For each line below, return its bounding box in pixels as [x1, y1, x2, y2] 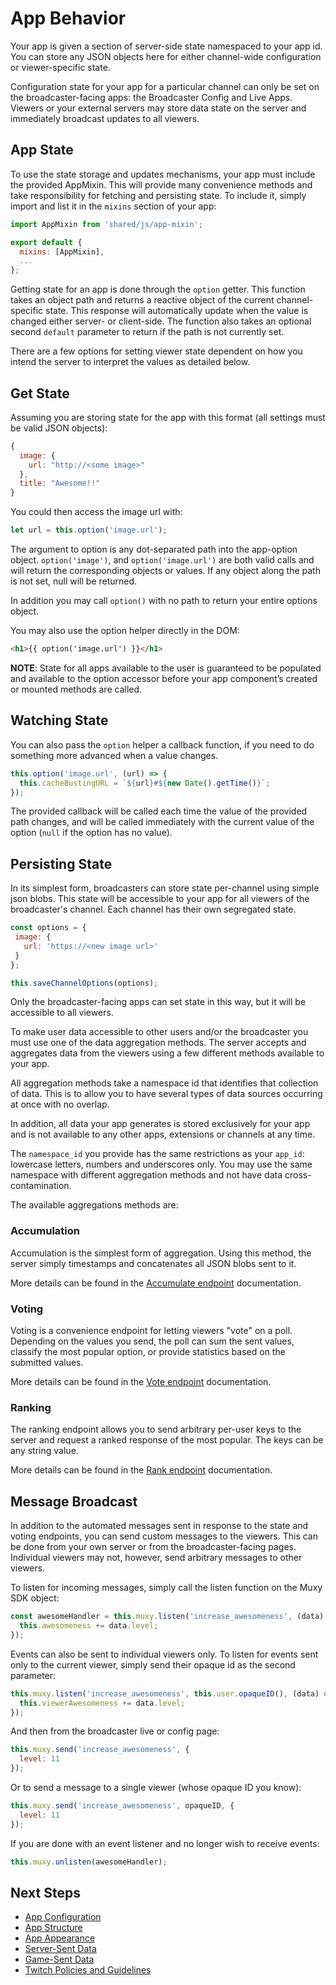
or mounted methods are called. [10, 683, 143, 695]
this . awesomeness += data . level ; [19, 1621, 159, 1631]
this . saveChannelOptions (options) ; [10, 978, 159, 988]
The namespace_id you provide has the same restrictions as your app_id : [10, 1148, 305, 1160]
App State [10, 142, 74, 159]
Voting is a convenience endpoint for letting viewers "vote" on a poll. [10, 1325, 293, 1337]
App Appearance [24, 1932, 96, 1944]
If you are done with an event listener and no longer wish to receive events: [10, 1837, 320, 1849]
